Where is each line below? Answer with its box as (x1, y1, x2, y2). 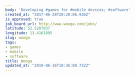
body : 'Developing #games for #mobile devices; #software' (5, 7, 131, 12)
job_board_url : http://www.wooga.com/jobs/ (5, 21, 97, 26)
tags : (5, 40, 16, 45)
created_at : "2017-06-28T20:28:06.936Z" (5, 12, 91, 17)
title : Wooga (5, 58, 32, 63)
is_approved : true (5, 16, 43, 21)
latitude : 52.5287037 (5, 26, 50, 31)
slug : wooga (5, 35, 30, 40)
